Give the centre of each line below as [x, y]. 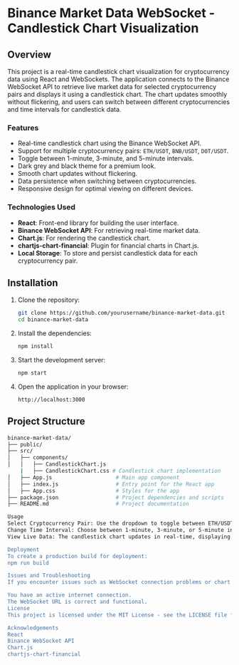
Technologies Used [42, 207]
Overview [30, 54]
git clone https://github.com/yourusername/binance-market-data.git [121, 313]
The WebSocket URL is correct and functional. [78, 602]
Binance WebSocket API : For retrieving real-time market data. [109, 230]
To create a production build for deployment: [78, 556]
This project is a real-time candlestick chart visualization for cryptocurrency [118, 72]
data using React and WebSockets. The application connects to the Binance [118, 79]
